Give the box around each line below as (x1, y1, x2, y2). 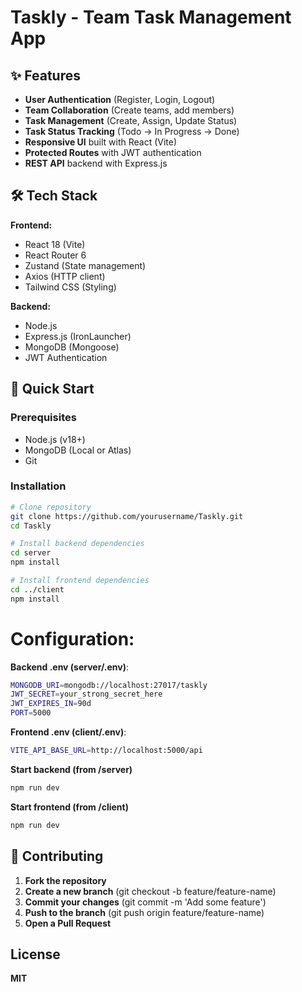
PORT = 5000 (10, 708, 52, 718)
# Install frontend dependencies (10, 576, 150, 586)
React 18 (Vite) (24, 238, 86, 250)
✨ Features (10, 67, 81, 84)
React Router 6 (24, 249, 87, 261)
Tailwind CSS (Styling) (24, 281, 117, 293)
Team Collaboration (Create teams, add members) (24, 104, 235, 116)
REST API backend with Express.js (24, 157, 168, 169)
